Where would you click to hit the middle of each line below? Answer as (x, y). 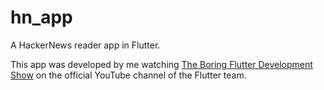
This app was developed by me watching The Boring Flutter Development (161, 64)
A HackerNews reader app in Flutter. (85, 45)
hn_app (41, 17)
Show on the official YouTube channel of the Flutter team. (128, 75)
